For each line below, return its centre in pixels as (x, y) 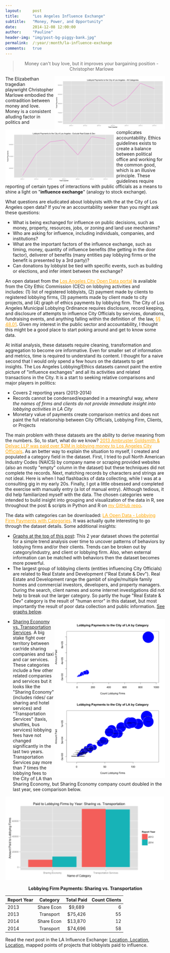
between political (134, 154)
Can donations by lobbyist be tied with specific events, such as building (88, 265)
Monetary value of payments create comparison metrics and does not (86, 414)
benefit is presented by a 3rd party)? (51, 260)
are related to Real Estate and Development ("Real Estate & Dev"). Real (86, 574)
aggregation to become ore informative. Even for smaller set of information (83, 350)
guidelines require (135, 181)
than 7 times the (29, 768)
